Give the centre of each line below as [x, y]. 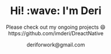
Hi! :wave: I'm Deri [56, 11]
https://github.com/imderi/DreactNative [56, 33]
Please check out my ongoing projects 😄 [56, 27]
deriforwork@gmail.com [56, 45]
